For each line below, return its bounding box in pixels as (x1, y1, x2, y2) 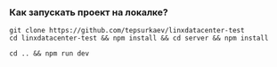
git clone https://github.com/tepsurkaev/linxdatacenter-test (9, 26, 245, 35)
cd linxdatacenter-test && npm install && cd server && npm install (9, 33, 269, 43)
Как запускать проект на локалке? (9, 6, 168, 19)
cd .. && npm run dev (9, 49, 90, 58)
